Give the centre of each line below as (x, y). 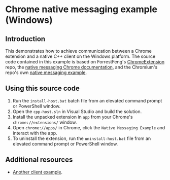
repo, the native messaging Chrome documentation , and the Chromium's (81, 67)
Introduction (25, 39)
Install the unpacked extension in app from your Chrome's (73, 117)
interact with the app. (35, 133)
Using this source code (42, 88)
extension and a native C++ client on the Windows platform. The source (80, 56)
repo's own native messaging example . (46, 73)
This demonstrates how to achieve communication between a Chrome (79, 51)
